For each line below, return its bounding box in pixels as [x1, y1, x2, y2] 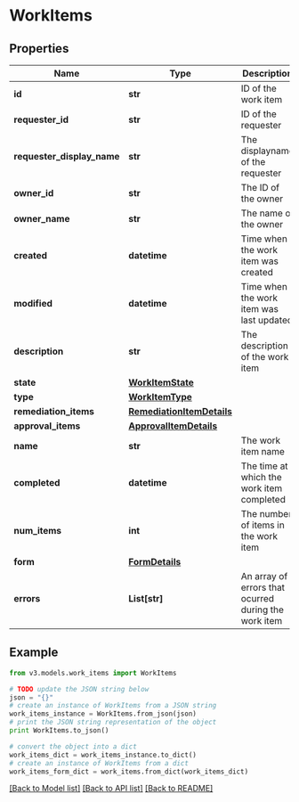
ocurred [240, 593, 274, 604]
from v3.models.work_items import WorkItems [9, 668, 177, 677]
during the [240, 603, 285, 616]
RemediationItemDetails [128, 405, 233, 417]
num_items [13, 525, 62, 536]
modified [13, 298, 53, 309]
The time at [240, 460, 288, 472]
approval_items [13, 420, 81, 432]
